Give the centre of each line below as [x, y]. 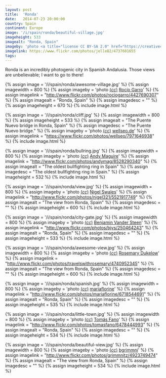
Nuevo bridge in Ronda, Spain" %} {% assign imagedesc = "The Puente [78, 126]
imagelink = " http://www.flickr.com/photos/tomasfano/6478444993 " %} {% [83, 325]
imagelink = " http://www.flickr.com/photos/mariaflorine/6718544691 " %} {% [83, 294]
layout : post [19, 10]
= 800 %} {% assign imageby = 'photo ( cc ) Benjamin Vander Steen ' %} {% [81, 222]
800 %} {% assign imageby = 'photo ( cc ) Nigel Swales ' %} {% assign [76, 192]
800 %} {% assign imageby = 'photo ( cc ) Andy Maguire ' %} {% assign [77, 156]
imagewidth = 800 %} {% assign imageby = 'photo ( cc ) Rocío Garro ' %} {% [82, 90]
